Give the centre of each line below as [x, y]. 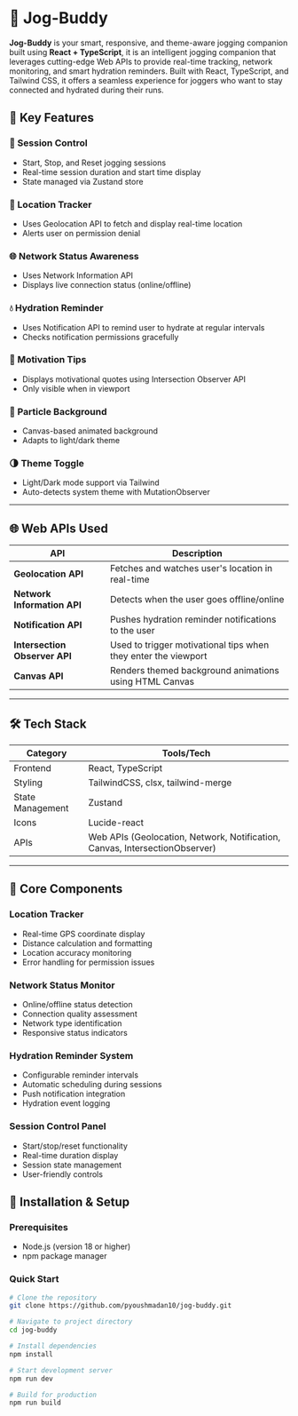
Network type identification [72, 1023]
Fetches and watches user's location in [191, 569]
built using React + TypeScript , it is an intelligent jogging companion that [143, 52]
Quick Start [34, 1279]
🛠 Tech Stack [48, 724]
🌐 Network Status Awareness [74, 256]
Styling [28, 783]
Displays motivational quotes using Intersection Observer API [134, 379]
